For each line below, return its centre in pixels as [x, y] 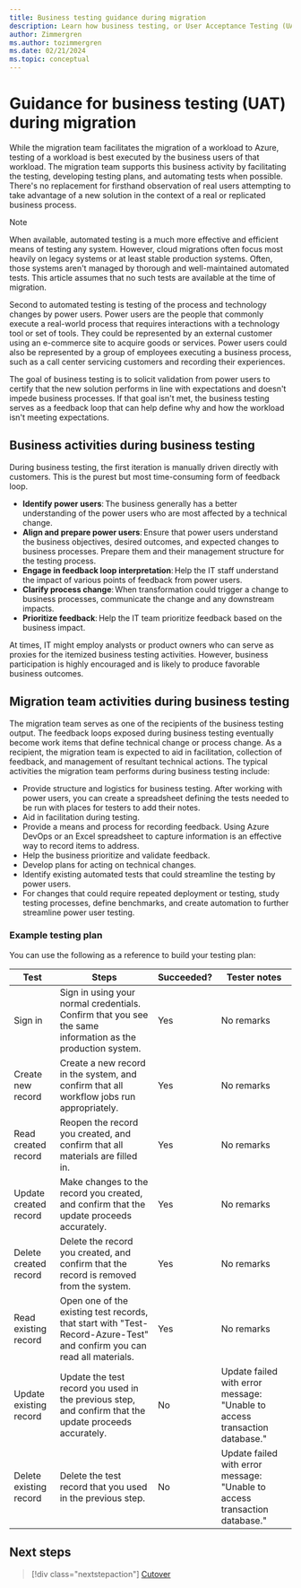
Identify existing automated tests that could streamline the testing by [149, 874]
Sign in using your [98, 992]
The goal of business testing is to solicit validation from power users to [140, 379]
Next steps [40, 1553]
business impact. [54, 627]
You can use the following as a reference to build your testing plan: [133, 955]
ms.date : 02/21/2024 [48, 51]
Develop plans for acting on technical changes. [109, 864]
